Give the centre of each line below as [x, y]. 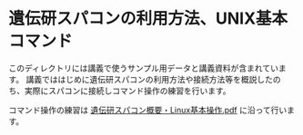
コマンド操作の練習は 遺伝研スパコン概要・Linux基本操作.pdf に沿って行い [148, 110]
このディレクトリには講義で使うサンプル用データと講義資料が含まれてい [144, 68]
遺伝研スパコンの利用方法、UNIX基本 [148, 19]
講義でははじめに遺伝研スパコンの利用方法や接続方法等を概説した [150, 79]
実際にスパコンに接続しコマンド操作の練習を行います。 [127, 91]
